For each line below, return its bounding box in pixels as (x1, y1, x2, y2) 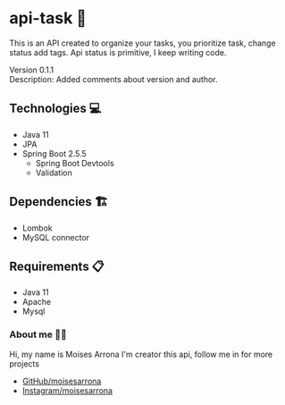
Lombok (21, 223, 54, 233)
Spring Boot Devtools (35, 157, 114, 168)
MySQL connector (21, 232, 90, 242)
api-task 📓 (9, 8, 88, 29)
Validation (35, 167, 73, 178)
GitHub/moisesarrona (21, 375, 102, 386)
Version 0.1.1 (9, 64, 54, 75)
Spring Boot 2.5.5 (21, 148, 87, 159)
